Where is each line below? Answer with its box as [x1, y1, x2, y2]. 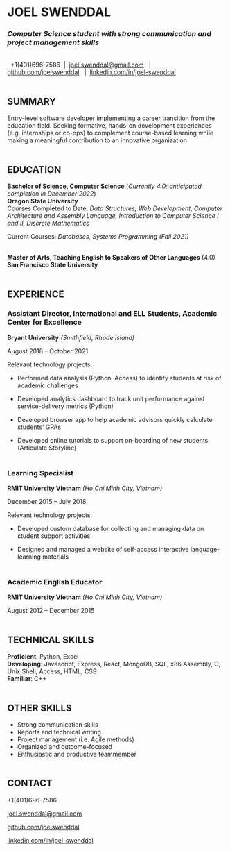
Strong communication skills [17, 721, 98, 729]
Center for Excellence [7, 317, 82, 327]
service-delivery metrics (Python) [17, 402, 114, 410]
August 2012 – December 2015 [7, 607, 95, 615]
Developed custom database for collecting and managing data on [17, 525, 204, 533]
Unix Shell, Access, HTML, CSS [7, 667, 97, 675]
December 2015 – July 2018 [7, 498, 87, 506]
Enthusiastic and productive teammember [17, 750, 137, 759]
